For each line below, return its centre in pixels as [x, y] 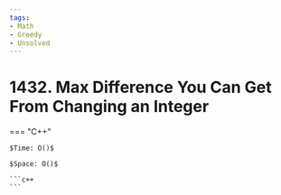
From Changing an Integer [109, 107]
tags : [19, 18]
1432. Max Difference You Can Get [141, 88]
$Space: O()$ [34, 164]
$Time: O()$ [32, 149]
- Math [22, 26]
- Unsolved [30, 43]
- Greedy [26, 34]
